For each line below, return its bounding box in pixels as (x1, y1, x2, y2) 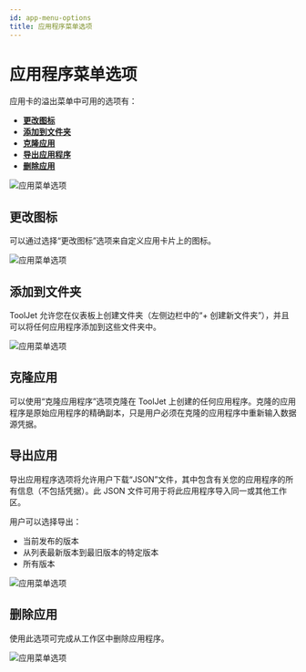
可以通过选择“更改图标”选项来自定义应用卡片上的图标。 (9, 235, 217, 246)
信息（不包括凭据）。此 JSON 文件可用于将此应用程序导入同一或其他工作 (16, 485, 288, 496)
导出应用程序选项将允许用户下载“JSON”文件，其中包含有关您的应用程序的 (9, 473, 286, 484)
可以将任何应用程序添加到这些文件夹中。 (9, 321, 161, 333)
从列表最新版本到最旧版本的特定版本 (22, 546, 159, 557)
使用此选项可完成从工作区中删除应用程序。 (9, 633, 169, 644)
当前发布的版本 (22, 535, 79, 546)
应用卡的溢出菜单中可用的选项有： (9, 96, 138, 107)
